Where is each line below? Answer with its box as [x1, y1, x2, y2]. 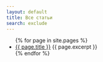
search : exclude [6, 20, 47, 26]
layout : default [6, 9, 47, 15]
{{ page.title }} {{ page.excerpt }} [15, 43, 98, 50]
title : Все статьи [6, 15, 53, 21]
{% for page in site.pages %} [15, 37, 88, 44]
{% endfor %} [15, 50, 50, 57]
